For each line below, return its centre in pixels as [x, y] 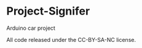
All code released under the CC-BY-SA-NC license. [71, 39]
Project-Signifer [48, 11]
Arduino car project [31, 28]
